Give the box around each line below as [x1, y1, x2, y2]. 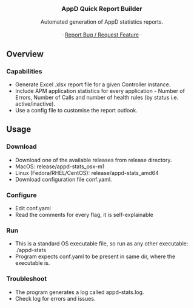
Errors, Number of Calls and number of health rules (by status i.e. [15, 94, 179, 101]
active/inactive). [15, 100, 56, 108]
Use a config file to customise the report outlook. [15, 106, 138, 114]
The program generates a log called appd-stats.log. [15, 288, 144, 296]
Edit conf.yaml [15, 204, 52, 211]
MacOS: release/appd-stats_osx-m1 [15, 163, 105, 170]
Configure [6, 191, 37, 199]
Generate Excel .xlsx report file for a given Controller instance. [15, 81, 171, 88]
